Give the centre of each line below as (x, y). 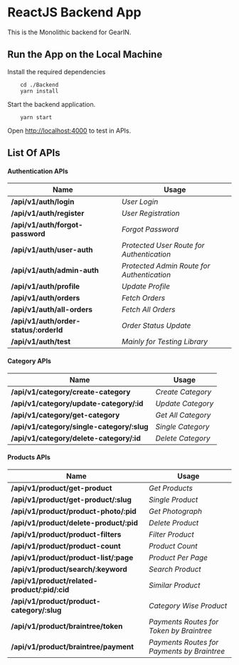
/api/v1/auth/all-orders (52, 309)
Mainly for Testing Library (165, 341)
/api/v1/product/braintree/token (67, 626)
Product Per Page (179, 557)
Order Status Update (156, 326)
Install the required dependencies (57, 71)
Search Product (175, 569)
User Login (140, 202)
